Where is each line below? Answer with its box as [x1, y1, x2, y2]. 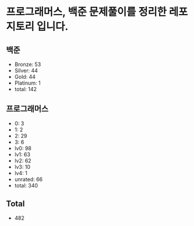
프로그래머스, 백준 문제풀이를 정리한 [6, 5, 167, 19]
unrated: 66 [14, 176, 43, 183]
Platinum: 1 [14, 79, 41, 86]
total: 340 [14, 182, 38, 189]
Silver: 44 [14, 67, 38, 74]
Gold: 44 [14, 74, 36, 80]
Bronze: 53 [14, 61, 41, 68]
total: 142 [14, 86, 37, 92]
